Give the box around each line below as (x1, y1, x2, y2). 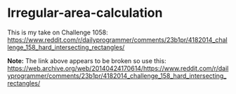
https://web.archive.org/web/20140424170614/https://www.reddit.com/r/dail (7, 64, 229, 72)
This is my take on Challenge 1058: (7, 28, 108, 36)
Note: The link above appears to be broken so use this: (7, 56, 166, 65)
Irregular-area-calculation (7, 5, 163, 21)
